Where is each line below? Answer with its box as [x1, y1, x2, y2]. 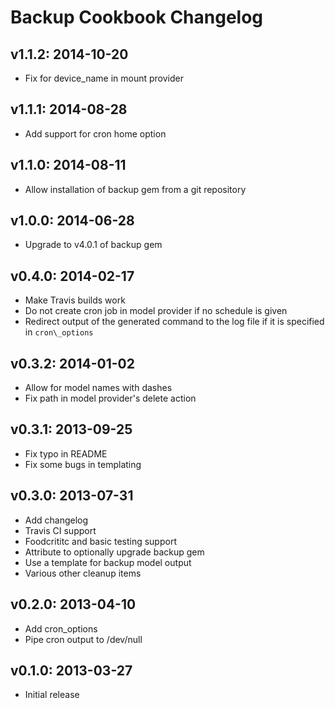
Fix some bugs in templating [24, 458, 142, 470]
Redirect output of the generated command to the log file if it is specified [24, 316, 325, 328]
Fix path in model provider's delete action [24, 392, 197, 405]
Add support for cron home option [24, 127, 167, 140]
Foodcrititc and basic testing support [24, 535, 177, 547]
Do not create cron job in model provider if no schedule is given [24, 305, 288, 317]
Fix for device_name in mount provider [24, 72, 184, 84]
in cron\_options [24, 326, 94, 338]
